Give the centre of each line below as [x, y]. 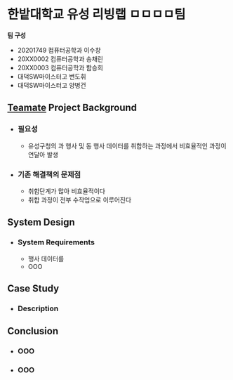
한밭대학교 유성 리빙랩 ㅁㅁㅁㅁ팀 [96, 14]
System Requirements [56, 242]
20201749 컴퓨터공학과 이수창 [59, 50]
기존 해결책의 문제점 [49, 174]
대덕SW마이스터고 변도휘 [52, 76]
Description [38, 308]
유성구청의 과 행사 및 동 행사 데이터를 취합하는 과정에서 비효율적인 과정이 [127, 145]
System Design [41, 222]
